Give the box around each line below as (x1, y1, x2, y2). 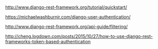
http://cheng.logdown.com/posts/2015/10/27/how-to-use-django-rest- (5, 33, 153, 39)
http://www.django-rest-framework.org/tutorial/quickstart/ (5, 4, 128, 10)
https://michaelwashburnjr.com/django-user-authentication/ (5, 14, 131, 19)
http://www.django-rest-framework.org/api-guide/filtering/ (5, 23, 128, 29)
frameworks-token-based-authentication (5, 38, 91, 44)
